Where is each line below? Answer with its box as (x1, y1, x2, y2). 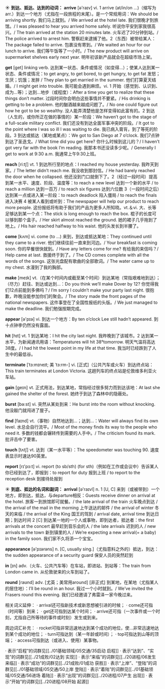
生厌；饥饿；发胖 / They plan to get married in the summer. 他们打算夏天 (5, 77, 152, 83)
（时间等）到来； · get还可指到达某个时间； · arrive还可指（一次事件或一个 (5, 609, 156, 614)
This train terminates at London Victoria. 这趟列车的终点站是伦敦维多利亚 (5, 368, 153, 374)
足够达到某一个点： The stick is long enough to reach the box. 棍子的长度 (5, 211, 153, 217)
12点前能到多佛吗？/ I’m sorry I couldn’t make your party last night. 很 (9, 287, 150, 293)
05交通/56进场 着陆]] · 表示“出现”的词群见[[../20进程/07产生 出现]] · (11, 673, 147, 678)
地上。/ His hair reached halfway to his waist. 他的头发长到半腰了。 (5, 223, 141, 229)
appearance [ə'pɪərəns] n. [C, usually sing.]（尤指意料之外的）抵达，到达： (5, 546, 159, 552)
